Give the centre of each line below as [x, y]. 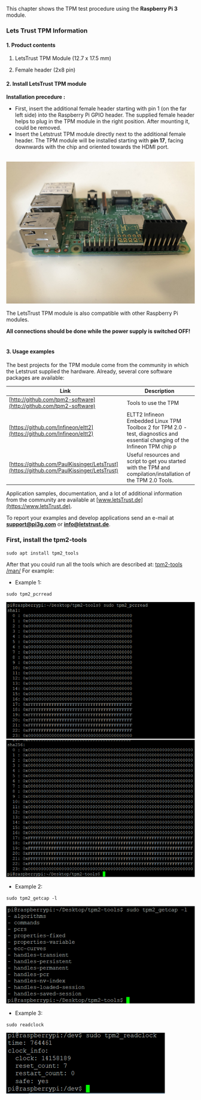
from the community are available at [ [52, 500]
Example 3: [29, 1013]
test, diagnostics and [152, 433]
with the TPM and [148, 467]
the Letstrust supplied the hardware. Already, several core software [89, 371]
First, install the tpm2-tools [47, 540]
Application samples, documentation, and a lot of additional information [94, 494]
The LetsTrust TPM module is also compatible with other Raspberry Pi [92, 313]
